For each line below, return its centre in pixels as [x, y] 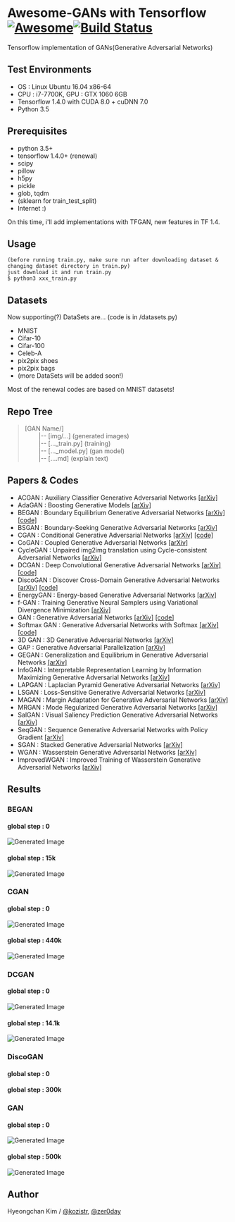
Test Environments [50, 69]
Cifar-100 [31, 346]
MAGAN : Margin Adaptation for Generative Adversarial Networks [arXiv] [123, 700]
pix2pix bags [36, 369]
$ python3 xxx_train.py [42, 279]
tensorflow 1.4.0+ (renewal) [57, 156]
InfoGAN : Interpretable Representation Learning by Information [109, 669]
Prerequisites [37, 131]
